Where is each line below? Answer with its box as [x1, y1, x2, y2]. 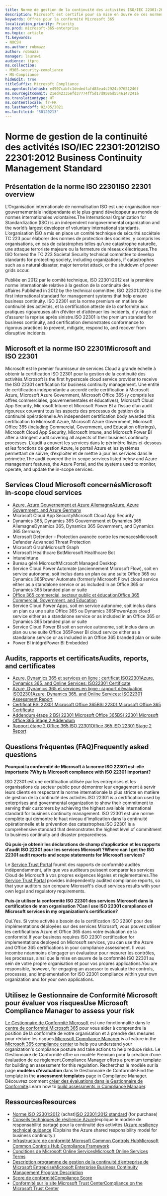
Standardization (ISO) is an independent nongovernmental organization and [5, 219, 160, 225]
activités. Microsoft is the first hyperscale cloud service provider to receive [5, 376, 158, 382]
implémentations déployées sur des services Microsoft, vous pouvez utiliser [5, 923, 161, 929]
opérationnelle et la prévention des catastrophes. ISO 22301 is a [5, 821, 135, 827]
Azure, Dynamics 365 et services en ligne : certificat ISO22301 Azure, [12, 675, 155, 681]
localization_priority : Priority [5, 21, 75, 26]
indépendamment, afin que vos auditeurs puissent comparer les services [5, 867, 155, 873]
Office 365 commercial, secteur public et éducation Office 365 [12, 592, 140, 598]
